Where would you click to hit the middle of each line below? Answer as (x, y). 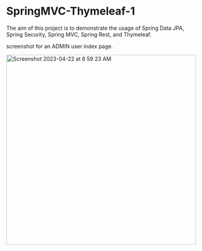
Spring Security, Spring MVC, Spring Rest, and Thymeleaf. (79, 34)
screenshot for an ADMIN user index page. (60, 46)
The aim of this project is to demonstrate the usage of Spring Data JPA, (95, 28)
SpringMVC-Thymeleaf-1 (71, 11)
